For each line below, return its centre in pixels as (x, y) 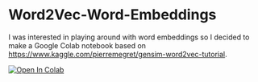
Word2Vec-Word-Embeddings (112, 15)
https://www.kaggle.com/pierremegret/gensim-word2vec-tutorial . (118, 54)
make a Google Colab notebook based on (77, 45)
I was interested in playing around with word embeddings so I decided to (129, 37)
